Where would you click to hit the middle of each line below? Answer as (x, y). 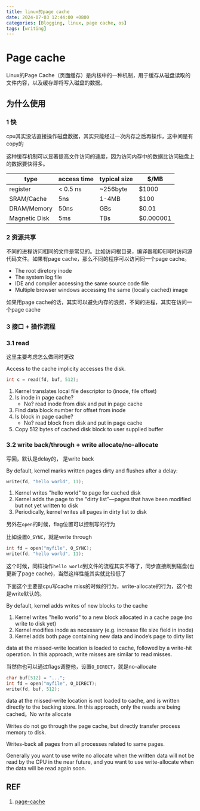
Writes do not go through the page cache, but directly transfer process (93, 726)
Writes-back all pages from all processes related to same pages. (86, 744)
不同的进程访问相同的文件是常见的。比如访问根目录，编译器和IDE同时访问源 (99, 251)
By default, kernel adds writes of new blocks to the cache (77, 606)
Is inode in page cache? (44, 398)
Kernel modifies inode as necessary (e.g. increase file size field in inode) (104, 630)
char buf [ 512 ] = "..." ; (36, 678)
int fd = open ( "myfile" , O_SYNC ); (49, 548)
